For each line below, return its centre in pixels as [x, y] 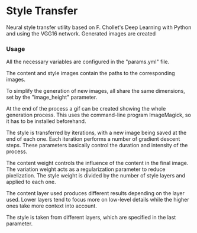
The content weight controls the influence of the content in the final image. [97, 163]
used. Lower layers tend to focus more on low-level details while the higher [98, 200]
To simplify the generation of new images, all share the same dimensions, [96, 91]
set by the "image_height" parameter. [52, 97]
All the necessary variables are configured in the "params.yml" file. [88, 62]
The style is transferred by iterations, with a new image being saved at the [96, 133]
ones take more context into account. [52, 206]
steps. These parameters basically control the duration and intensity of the [97, 145]
